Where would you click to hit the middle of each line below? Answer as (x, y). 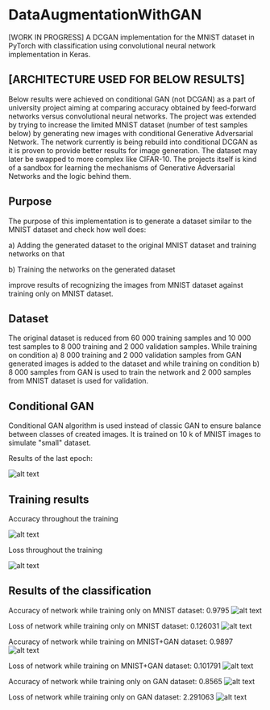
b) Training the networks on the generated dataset (92, 269)
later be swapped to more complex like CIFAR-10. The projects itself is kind (133, 159)
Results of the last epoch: (51, 459)
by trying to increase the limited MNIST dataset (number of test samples (128, 125)
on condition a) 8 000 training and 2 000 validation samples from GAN (125, 355)
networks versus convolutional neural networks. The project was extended (132, 116)
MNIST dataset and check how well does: (77, 229)
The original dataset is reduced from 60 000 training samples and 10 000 (130, 338)
